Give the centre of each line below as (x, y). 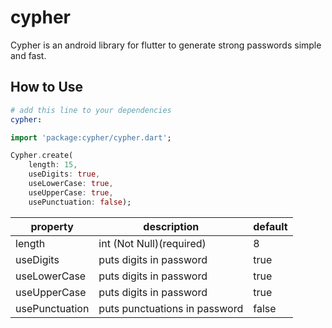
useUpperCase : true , (71, 192)
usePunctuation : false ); (80, 202)
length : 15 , (53, 165)
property (52, 226)
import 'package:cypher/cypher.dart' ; (91, 137)
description (171, 226)
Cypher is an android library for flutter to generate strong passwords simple (166, 45)
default (270, 226)
